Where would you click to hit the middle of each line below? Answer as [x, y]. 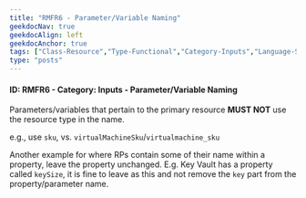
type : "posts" [36, 60]
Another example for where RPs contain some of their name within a [138, 155]
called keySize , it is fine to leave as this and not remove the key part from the [153, 174]
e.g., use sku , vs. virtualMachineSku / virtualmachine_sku [115, 137]
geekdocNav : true [42, 26]
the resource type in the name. [67, 120]
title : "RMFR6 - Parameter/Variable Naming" [95, 18]
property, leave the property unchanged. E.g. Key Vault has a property [141, 164]
